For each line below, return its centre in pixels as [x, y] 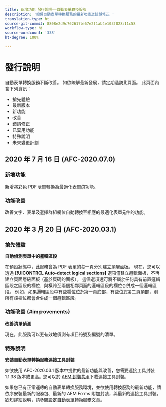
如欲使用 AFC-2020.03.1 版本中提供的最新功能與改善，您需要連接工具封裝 [80, 371]
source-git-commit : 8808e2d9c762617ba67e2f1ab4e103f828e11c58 [70, 24]
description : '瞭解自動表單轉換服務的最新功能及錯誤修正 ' [60, 14]
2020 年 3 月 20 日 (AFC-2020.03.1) [61, 229]
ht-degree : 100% [22, 38]
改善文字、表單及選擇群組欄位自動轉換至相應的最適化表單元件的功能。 [77, 212]
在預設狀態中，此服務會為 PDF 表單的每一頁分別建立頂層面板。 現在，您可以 [83, 267]
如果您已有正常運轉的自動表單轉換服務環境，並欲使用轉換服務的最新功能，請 [83, 387]
